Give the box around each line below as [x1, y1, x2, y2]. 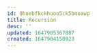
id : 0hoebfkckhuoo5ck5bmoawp [7, 10, 90, 17]
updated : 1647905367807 [7, 29, 75, 36]
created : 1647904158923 [7, 36, 75, 43]
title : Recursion [7, 17, 57, 23]
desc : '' [7, 23, 32, 30]
